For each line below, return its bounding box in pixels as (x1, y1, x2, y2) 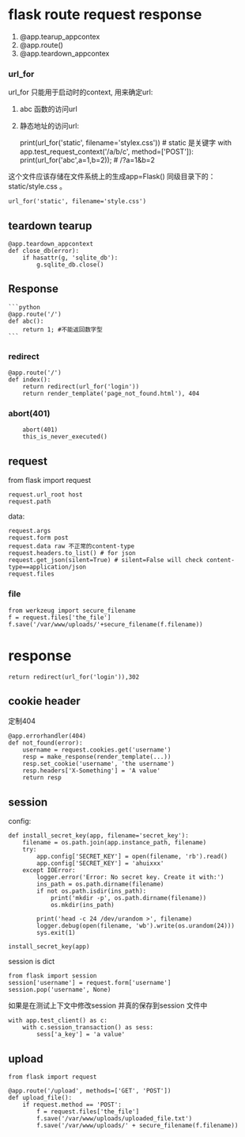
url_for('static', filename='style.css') (8, 197, 147, 205)
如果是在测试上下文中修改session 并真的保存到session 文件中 (8, 1001, 208, 1010)
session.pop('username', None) (8, 986, 111, 994)
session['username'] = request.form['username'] (8, 979, 171, 987)
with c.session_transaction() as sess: (22, 1024, 154, 1032)
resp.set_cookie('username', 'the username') (22, 760, 175, 768)
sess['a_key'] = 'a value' (36, 1031, 126, 1039)
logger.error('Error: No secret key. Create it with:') (36, 874, 224, 882)
